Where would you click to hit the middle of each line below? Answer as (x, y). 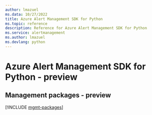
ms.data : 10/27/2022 (26, 14)
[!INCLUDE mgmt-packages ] (34, 107)
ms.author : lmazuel (25, 38)
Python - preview (41, 77)
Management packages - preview (58, 95)
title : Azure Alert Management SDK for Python (54, 19)
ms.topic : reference (26, 24)
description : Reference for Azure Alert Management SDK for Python (76, 28)
